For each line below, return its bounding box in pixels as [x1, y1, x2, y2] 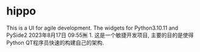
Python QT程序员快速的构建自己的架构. [6, 39, 104, 46]
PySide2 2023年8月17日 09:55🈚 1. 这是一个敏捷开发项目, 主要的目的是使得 [6, 31, 194, 39]
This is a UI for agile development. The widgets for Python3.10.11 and [6, 24, 179, 31]
